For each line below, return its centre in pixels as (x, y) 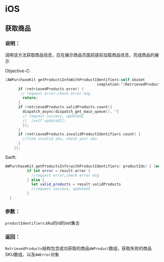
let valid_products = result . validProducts (76, 184)
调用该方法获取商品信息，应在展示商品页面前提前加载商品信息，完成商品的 (80, 55)
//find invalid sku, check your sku (60, 139)
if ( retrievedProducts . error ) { (51, 89)
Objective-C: (18, 71)
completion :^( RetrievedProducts (130, 84)
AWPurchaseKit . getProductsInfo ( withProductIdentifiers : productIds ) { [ (81, 166)
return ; (30, 98)
